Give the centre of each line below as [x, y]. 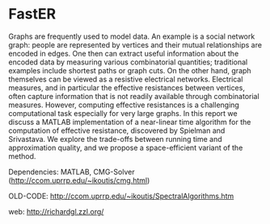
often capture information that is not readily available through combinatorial [134, 96]
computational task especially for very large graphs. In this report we [123, 113]
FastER [32, 14]
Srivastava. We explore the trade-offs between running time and [115, 139]
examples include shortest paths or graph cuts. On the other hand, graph [130, 70]
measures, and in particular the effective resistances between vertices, [127, 87]
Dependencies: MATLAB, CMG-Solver [72, 172]
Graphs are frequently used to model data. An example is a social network [132, 36]
